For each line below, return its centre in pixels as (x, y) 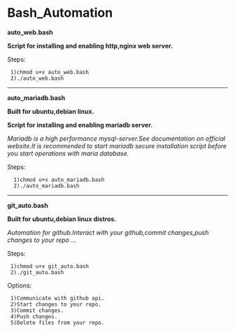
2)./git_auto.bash (37, 272)
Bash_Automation (60, 13)
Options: (20, 285)
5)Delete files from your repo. (57, 323)
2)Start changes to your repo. (56, 304)
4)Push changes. (34, 316)
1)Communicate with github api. (57, 298)
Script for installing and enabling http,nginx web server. (90, 45)
